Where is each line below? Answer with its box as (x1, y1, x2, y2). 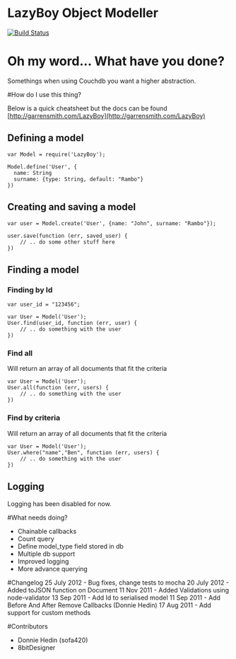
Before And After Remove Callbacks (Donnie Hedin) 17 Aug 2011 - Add (7, 600, 212, 609)
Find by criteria (7, 413, 61, 423)
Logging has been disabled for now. (7, 499, 112, 508)
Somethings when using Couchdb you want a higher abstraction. (7, 76, 196, 85)
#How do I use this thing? (7, 90, 82, 98)
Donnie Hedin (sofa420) (17, 636, 88, 644)
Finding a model (7, 263, 79, 275)
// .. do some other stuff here (20, 239, 115, 246)
